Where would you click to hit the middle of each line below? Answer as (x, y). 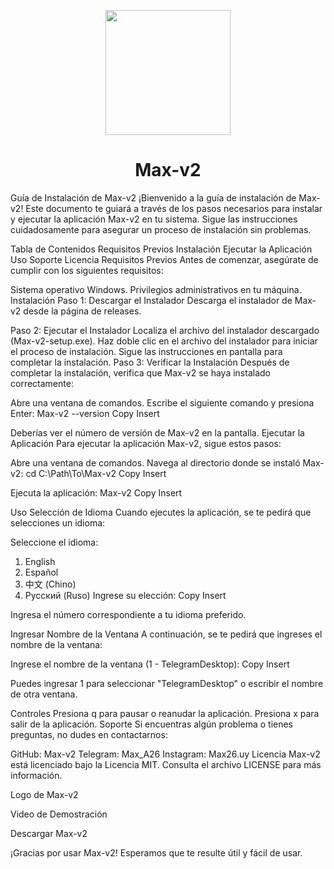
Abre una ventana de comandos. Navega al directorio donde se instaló (155, 462)
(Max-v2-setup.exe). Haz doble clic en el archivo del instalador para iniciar (164, 341)
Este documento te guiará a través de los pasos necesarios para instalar (174, 208)
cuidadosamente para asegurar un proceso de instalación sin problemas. (161, 229)
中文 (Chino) (50, 584)
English (40, 561)
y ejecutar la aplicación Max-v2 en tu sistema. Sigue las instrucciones (154, 219)
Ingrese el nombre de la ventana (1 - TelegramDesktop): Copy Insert (150, 664)
